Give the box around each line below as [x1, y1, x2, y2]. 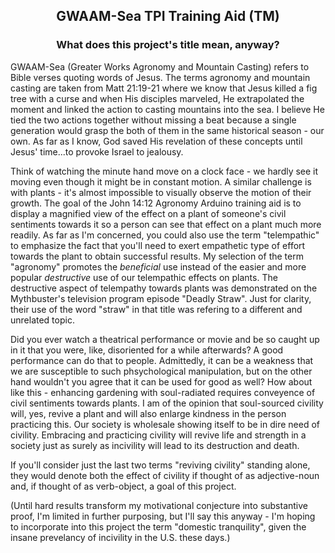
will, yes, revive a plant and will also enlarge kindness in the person [10, 407, 287, 419]
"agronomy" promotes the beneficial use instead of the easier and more [10, 260, 307, 273]
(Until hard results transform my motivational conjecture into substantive [10, 499, 309, 511]
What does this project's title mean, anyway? [56, 38, 280, 52]
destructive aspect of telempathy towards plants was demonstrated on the [10, 282, 318, 294]
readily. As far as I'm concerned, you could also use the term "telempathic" [10, 229, 320, 241]
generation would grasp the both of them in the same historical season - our [10, 124, 325, 136]
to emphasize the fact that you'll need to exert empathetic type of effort [10, 239, 306, 251]
